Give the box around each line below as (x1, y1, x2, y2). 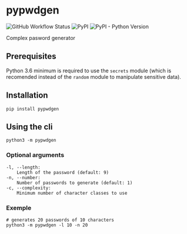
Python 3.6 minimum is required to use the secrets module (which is (6, 67, 172, 74)
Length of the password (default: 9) (16, 169, 109, 175)
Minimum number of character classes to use (16, 190, 128, 196)
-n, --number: (6, 175, 41, 180)
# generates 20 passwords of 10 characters (6, 217, 115, 223)
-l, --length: (6, 164, 41, 171)
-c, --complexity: (6, 185, 51, 191)
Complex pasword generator (6, 34, 75, 41)
